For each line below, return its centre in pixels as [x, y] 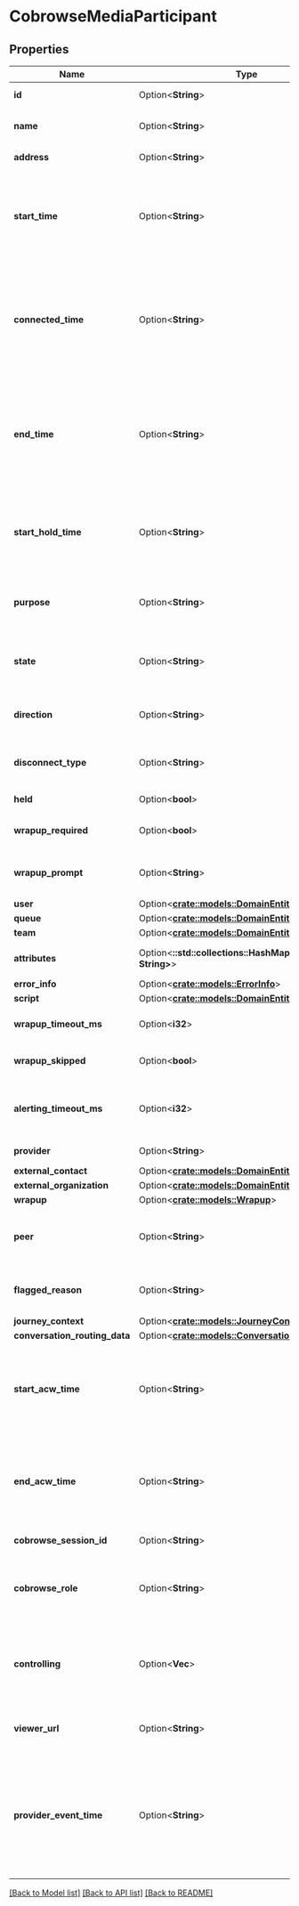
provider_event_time [58, 1815]
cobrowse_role [46, 1588]
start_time [36, 216]
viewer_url [36, 1728]
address [32, 157]
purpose [32, 602]
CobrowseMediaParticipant [113, 16]
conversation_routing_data [72, 1335]
